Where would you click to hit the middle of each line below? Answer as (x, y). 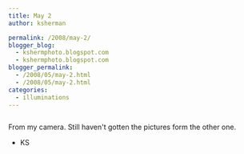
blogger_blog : (32, 45)
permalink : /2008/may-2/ (50, 38)
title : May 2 (30, 16)
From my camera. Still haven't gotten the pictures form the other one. (122, 127)
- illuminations (42, 97)
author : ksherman (37, 23)
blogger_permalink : (41, 68)
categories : (28, 90)
